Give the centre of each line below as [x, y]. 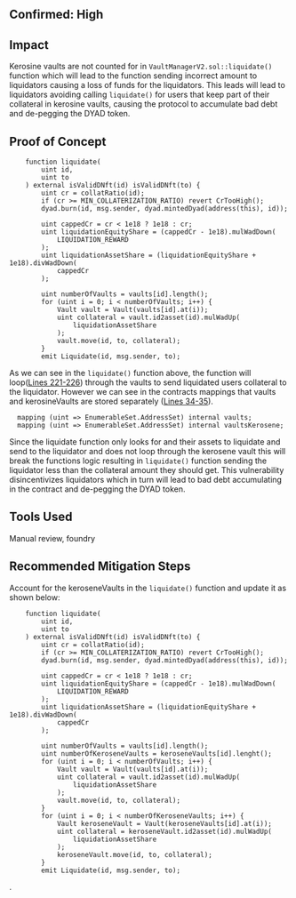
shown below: [35, 597]
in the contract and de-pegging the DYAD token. [97, 489]
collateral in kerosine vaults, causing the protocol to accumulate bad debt [144, 104]
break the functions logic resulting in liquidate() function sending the [138, 461]
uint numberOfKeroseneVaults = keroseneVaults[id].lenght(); [157, 754]
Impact [29, 45]
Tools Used [41, 517]
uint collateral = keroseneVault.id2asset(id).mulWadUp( [164, 831]
